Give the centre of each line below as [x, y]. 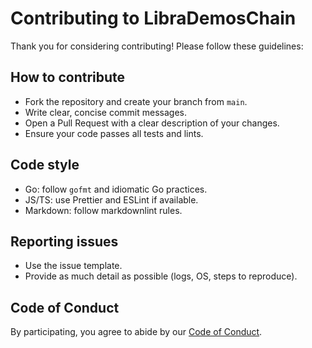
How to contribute [68, 77]
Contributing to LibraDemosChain [153, 18]
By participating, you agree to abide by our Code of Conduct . [136, 332]
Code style [45, 165]
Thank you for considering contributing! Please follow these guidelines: [157, 46]
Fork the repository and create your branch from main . [136, 101]
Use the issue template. [73, 266]
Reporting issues [64, 241]
